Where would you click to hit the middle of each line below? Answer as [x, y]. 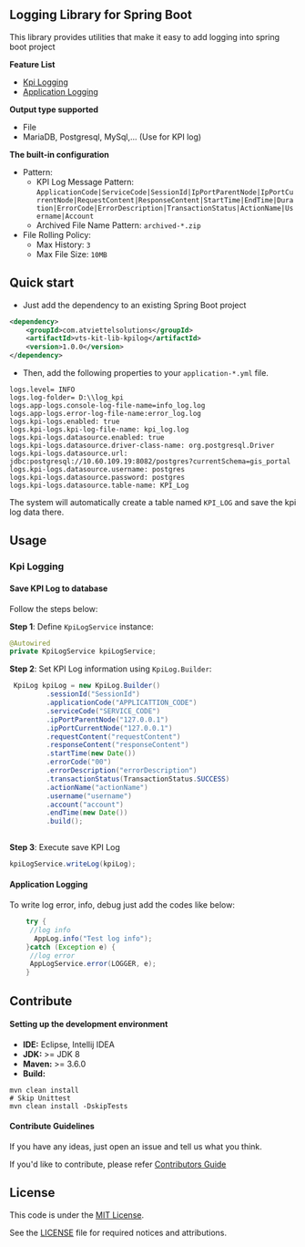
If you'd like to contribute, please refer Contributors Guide [118, 1164]
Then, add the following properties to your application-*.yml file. [145, 373]
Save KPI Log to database [59, 588]
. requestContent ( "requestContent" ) [113, 737]
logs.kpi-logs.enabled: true [65, 421]
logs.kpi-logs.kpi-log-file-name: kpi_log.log [99, 430]
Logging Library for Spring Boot [101, 15]
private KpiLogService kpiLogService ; [83, 651]
